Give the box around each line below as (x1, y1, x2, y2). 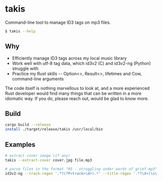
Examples (5, 140, 35, 148)
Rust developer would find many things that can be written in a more (5, 90, 142, 96)
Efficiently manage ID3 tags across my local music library (12, 55, 127, 61)
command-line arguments (12, 76, 64, 82)
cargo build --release (5, 122, 51, 127)
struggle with (12, 66, 39, 71)
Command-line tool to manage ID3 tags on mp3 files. (5, 19, 111, 25)
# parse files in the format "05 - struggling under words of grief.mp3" (5, 166, 158, 171)
